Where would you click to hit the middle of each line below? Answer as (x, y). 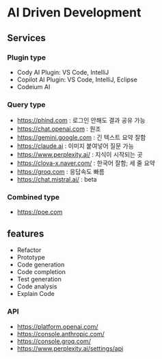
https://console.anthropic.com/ (60, 334)
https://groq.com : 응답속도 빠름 (60, 172)
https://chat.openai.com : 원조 (59, 129)
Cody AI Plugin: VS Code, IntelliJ (63, 72)
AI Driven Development (74, 13)
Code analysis (37, 286)
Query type (26, 104)
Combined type (33, 197)
